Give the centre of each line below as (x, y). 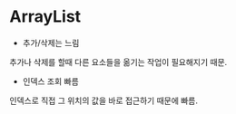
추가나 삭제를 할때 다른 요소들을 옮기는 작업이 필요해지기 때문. (118, 62)
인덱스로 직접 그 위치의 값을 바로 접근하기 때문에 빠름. (103, 100)
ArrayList (45, 17)
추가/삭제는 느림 (51, 43)
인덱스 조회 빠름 (50, 81)
